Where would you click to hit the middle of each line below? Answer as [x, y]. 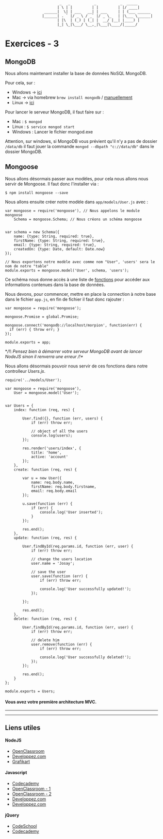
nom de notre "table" [27, 266]
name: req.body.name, [53, 482]
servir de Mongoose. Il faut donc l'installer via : [52, 184]
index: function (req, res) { [44, 410]
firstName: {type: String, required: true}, [59, 240]
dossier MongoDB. [24, 152]
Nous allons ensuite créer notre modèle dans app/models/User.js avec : [77, 202]
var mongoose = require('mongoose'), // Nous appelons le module [72, 210]
